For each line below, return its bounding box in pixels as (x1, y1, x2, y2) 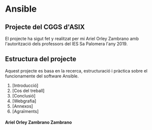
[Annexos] (12, 103, 33, 109)
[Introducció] (12, 82, 38, 88)
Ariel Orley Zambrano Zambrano (5, 119, 72, 125)
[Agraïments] (12, 108, 39, 114)
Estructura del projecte (5, 55, 76, 63)
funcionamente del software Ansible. (5, 73, 79, 79)
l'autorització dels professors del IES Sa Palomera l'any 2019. (5, 41, 128, 47)
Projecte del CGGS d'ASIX (5, 23, 85, 31)
